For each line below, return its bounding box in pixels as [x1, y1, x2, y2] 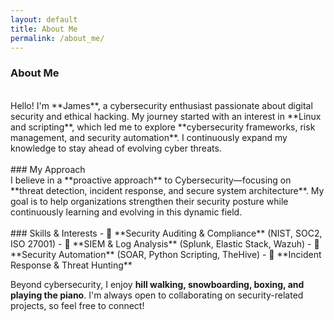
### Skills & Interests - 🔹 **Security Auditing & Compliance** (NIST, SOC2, [10, 227, 323, 239]
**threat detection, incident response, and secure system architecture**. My [10, 184, 325, 196]
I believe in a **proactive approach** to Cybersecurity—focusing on [10, 174, 292, 186]
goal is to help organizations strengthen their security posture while [10, 195, 289, 207]
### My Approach [10, 163, 86, 175]
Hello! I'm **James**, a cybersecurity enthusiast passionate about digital [10, 99, 313, 111]
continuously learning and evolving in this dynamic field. [10, 206, 243, 218]
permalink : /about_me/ [10, 33, 105, 43]
